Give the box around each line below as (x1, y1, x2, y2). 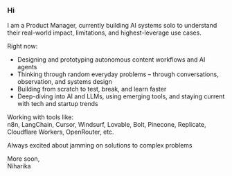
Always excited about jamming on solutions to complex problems (7, 141, 193, 150)
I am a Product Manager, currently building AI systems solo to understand (7, 21, 217, 30)
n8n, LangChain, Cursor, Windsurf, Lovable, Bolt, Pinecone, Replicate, (7, 121, 206, 129)
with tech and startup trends (17, 100, 98, 108)
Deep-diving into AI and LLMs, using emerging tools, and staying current (17, 92, 225, 100)
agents (17, 63, 37, 71)
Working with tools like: (7, 113, 74, 121)
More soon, (7, 155, 40, 163)
